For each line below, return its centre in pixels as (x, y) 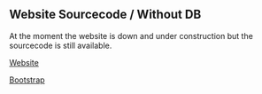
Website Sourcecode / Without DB (105, 15)
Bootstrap (27, 80)
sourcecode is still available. (61, 45)
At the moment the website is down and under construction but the (131, 35)
